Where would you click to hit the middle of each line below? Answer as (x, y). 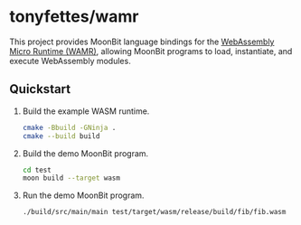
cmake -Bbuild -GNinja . (69, 127)
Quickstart (40, 89)
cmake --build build (61, 136)
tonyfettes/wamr (74, 17)
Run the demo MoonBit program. (83, 195)
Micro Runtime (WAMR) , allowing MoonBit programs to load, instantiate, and (151, 51)
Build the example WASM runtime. (86, 111)
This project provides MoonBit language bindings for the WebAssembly (142, 42)
